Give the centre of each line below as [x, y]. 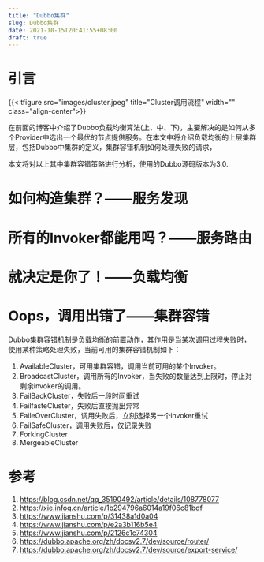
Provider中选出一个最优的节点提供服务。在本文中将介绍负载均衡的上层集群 [136, 137]
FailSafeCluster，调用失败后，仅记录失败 [86, 425]
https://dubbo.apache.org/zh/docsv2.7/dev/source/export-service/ [128, 549]
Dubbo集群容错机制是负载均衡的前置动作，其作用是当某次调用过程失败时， [129, 339]
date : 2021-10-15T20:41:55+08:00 [63, 30]
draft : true [28, 37]
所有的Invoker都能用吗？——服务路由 [130, 238]
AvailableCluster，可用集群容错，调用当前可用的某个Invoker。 [120, 366]
